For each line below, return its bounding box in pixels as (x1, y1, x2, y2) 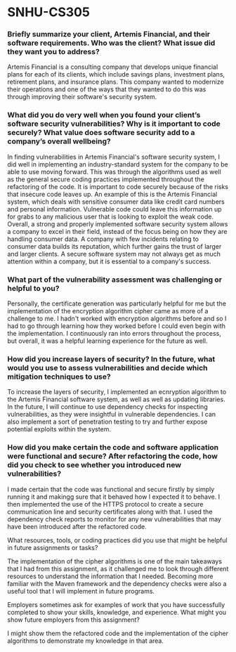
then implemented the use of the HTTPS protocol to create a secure (7, 500, 204, 508)
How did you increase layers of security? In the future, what (7, 354, 216, 364)
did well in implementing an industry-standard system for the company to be (7, 159, 228, 169)
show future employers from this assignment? (7, 615, 140, 624)
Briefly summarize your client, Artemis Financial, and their (7, 30, 211, 39)
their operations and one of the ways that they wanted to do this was (7, 85, 206, 93)
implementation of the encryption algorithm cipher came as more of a (7, 307, 209, 315)
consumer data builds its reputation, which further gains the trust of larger (7, 242, 222, 250)
